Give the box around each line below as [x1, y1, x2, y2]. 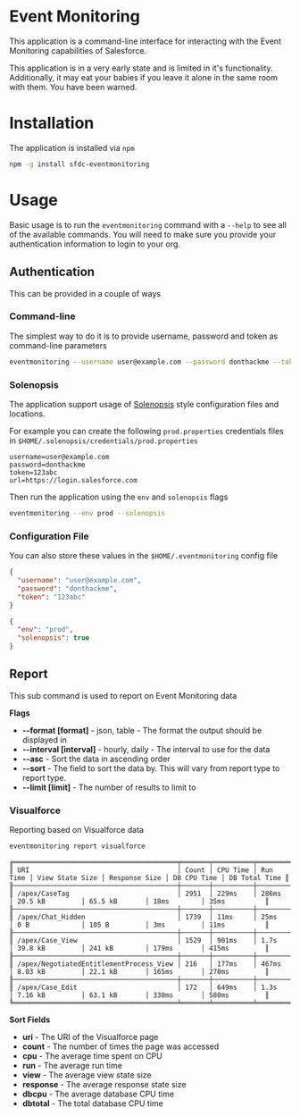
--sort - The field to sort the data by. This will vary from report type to [21, 762, 280, 774]
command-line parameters [9, 340, 107, 350]
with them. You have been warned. [9, 81, 137, 92]
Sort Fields [9, 1014, 51, 1025]
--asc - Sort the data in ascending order [21, 753, 171, 764]
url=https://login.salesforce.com [9, 475, 138, 484]
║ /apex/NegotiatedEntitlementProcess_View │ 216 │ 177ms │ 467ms [9, 960, 281, 969]
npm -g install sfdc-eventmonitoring [9, 159, 150, 169]
